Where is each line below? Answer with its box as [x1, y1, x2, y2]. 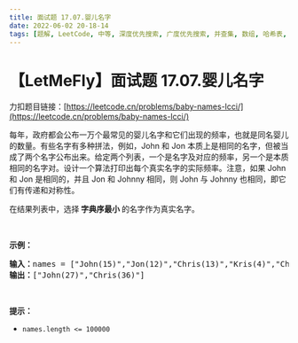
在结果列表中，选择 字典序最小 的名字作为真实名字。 [9, 204, 200, 214]
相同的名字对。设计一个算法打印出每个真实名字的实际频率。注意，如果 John [9, 163, 286, 174]
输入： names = [9, 259, 67, 269]
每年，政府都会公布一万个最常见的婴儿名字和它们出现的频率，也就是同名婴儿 [9, 129, 289, 140]
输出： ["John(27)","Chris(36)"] [9, 270, 145, 280]
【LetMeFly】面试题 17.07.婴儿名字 [9, 70, 264, 90]
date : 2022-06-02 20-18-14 [9, 21, 109, 30]
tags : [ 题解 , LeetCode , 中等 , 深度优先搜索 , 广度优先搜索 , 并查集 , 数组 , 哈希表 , [9, 29, 287, 38]
